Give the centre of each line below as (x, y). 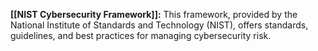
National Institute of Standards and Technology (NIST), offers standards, (159, 25)
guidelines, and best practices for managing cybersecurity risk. (141, 35)
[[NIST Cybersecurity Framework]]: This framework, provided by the (154, 14)
